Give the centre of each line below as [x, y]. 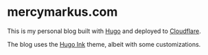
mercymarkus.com [62, 12]
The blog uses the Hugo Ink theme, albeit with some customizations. [104, 44]
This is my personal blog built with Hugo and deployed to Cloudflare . [104, 31]
